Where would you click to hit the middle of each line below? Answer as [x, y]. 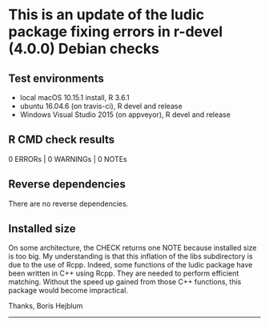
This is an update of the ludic [106, 15]
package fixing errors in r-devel [116, 32]
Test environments [56, 78]
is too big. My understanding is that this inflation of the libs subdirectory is [131, 256]
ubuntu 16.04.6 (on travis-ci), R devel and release [101, 106]
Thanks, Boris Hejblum [46, 306]
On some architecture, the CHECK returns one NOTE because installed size [132, 248]
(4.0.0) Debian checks [84, 49]
